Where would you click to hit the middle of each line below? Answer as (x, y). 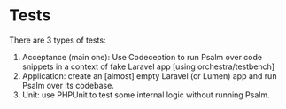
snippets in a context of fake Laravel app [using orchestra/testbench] (148, 66)
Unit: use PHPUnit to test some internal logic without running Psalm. (146, 95)
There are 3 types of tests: (58, 40)
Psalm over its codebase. (68, 85)
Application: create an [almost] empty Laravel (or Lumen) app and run (149, 75)
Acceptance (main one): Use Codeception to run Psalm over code (142, 57)
